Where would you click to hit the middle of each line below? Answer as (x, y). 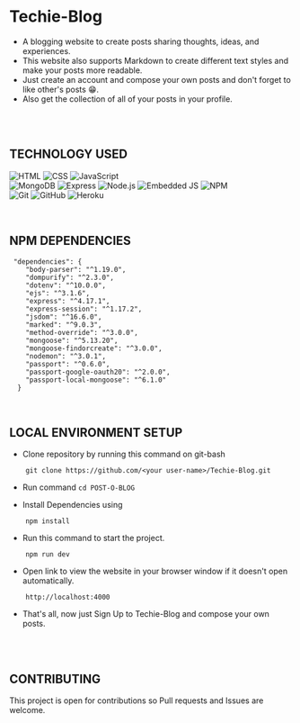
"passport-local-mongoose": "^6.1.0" (96, 380)
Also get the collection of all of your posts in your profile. (128, 99)
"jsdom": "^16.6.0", (64, 317)
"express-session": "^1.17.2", (84, 309)
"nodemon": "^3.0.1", (66, 356)
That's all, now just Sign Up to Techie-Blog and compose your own (146, 614)
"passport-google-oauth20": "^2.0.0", (98, 372)
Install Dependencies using (72, 505)
